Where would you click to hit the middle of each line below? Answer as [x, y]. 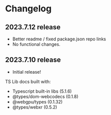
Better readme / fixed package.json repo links [59, 39]
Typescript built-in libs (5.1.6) [42, 91]
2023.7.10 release [33, 60]
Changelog [28, 9]
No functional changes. [36, 44]
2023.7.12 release [33, 27]
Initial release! [27, 72]
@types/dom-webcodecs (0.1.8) [45, 96]
